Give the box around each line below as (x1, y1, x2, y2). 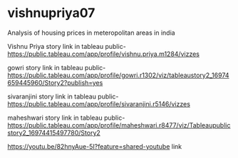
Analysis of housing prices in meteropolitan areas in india (7, 28, 176, 37)
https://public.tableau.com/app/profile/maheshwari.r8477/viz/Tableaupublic (7, 120, 231, 129)
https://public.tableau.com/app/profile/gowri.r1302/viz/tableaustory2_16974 (7, 71, 229, 79)
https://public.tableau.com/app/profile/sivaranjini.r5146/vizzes (7, 99, 191, 108)
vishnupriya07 (7, 5, 95, 21)
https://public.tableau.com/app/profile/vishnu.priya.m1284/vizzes (7, 50, 200, 58)
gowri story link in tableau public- (7, 63, 106, 72)
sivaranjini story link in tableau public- (7, 92, 119, 101)
